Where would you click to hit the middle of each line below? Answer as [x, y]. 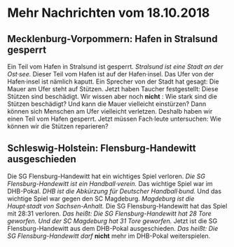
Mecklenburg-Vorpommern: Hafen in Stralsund [112, 39]
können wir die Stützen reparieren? [58, 126]
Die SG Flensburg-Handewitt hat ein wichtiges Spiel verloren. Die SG [106, 176]
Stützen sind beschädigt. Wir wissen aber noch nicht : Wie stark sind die [112, 96]
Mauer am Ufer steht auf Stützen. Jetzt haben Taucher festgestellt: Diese [113, 89]
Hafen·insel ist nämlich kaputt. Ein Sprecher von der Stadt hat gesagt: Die [113, 81]
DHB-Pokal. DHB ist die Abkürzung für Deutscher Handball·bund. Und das [115, 191]
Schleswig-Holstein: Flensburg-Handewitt [102, 148]
